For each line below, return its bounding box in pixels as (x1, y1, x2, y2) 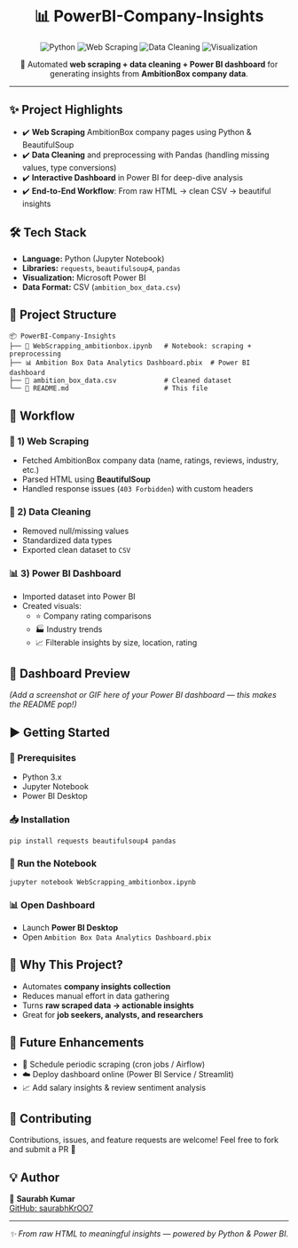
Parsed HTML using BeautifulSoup (21, 474, 151, 484)
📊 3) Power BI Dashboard (9, 567, 122, 580)
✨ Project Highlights (9, 102, 123, 117)
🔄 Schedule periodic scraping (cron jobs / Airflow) (21, 1059, 206, 1069)
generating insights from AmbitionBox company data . (50, 68, 248, 79)
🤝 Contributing (9, 1111, 92, 1126)
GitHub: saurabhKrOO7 (9, 1203, 94, 1213)
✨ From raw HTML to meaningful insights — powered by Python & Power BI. (9, 1228, 289, 1239)
